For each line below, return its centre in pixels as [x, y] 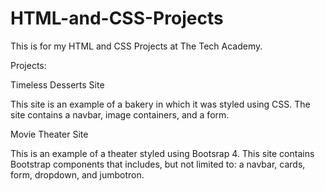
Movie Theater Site [49, 134]
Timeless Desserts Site [57, 84]
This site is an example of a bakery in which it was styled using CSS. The [160, 104]
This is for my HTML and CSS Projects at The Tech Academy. [136, 46]
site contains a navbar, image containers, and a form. [120, 114]
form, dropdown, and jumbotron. [77, 174]
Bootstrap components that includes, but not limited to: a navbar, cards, [158, 164]
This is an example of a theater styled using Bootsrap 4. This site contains [162, 153]
